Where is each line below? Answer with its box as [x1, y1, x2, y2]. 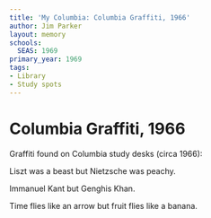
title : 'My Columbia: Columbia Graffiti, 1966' [9, 13, 191, 22]
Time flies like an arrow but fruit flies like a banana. [9, 200, 198, 211]
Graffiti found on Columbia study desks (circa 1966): [9, 148, 203, 159]
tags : [9, 64, 30, 73]
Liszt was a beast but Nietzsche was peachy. [9, 165, 177, 176]
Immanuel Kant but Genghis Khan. [9, 183, 136, 194]
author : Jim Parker [9, 22, 83, 31]
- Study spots [9, 80, 63, 89]
